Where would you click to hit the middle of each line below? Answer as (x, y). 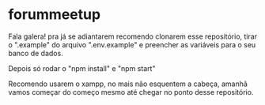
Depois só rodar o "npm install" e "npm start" (82, 68)
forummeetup (55, 15)
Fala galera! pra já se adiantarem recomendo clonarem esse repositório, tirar (133, 36)
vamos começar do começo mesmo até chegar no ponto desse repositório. (131, 92)
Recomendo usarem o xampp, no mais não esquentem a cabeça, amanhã (128, 84)
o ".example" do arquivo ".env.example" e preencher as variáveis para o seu (132, 44)
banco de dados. (36, 53)
